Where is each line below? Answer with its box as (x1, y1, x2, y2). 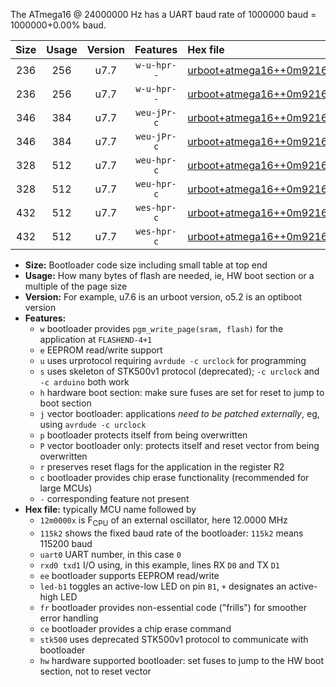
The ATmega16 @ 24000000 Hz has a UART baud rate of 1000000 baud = (10, 9, 317, 20)
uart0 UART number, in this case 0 (39, 548, 182, 560)
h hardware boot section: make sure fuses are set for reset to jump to (39, 387, 325, 398)
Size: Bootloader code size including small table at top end (24, 259, 268, 271)
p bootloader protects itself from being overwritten (39, 429, 248, 441)
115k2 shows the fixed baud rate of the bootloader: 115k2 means (39, 527, 304, 539)
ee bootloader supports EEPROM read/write (39, 569, 220, 581)
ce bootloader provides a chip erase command (39, 622, 232, 634)
